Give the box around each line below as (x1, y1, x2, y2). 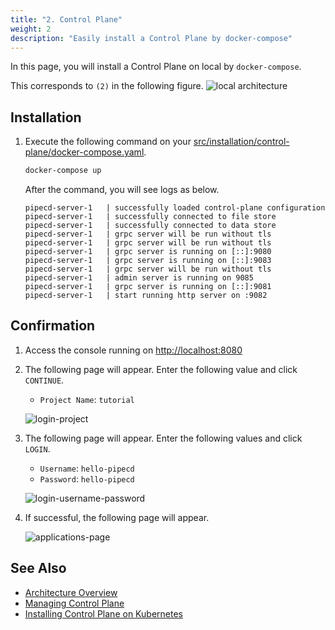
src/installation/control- (193, 136, 290, 148)
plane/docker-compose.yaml (24, 146, 145, 158)
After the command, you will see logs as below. (24, 184, 220, 196)
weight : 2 (10, 24, 52, 34)
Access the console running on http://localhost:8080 (24, 344, 243, 356)
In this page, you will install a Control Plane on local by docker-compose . (10, 61, 302, 73)
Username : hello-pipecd (39, 462, 135, 474)
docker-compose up (24, 166, 102, 176)
